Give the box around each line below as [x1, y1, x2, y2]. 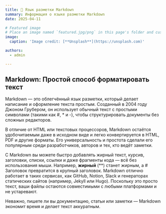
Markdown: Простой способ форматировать [5, 75, 150, 84]
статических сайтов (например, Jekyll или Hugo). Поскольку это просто [5, 178, 158, 184]
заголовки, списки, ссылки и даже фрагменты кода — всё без [5, 157, 137, 163]
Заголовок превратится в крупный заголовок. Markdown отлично [5, 168, 143, 173]
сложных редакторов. [5, 117, 52, 123]
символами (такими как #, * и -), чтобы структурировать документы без [5, 112, 159, 118]
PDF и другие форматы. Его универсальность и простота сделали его [5, 137, 153, 143]
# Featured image [5, 25, 41, 30]
